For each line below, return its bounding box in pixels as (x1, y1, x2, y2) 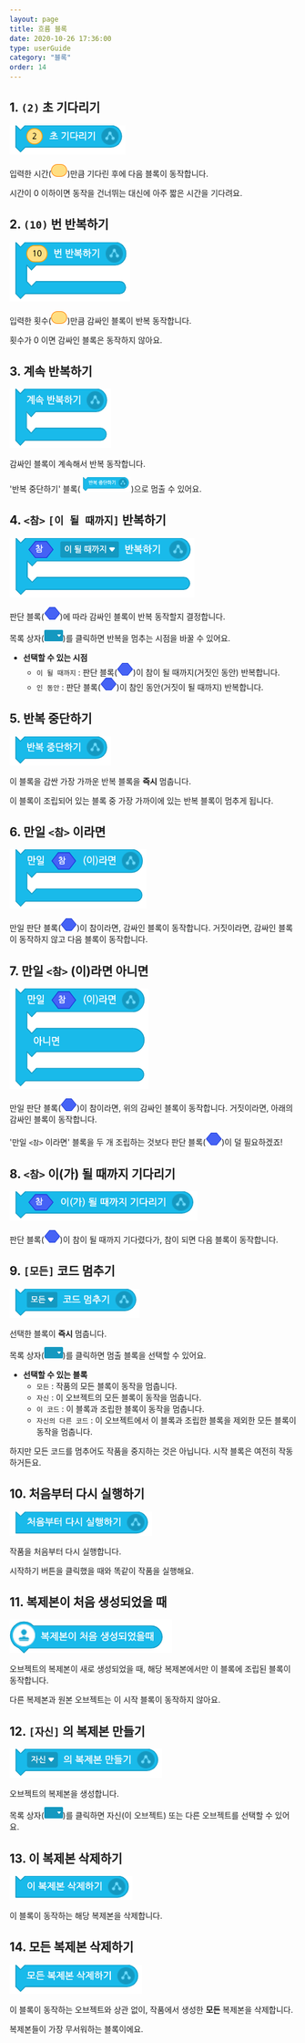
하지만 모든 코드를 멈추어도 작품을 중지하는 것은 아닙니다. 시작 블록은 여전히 (9, 1446, 277, 1457)
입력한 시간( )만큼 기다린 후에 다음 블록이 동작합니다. (9, 168, 209, 179)
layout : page (9, 15, 59, 24)
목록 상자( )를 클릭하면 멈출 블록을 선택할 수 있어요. (9, 1350, 207, 1361)
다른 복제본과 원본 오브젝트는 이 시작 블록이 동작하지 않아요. (9, 1695, 221, 1706)
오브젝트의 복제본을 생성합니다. (9, 1789, 120, 1799)
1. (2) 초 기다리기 (9, 100, 101, 116)
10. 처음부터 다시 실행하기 (9, 1487, 146, 1502)
